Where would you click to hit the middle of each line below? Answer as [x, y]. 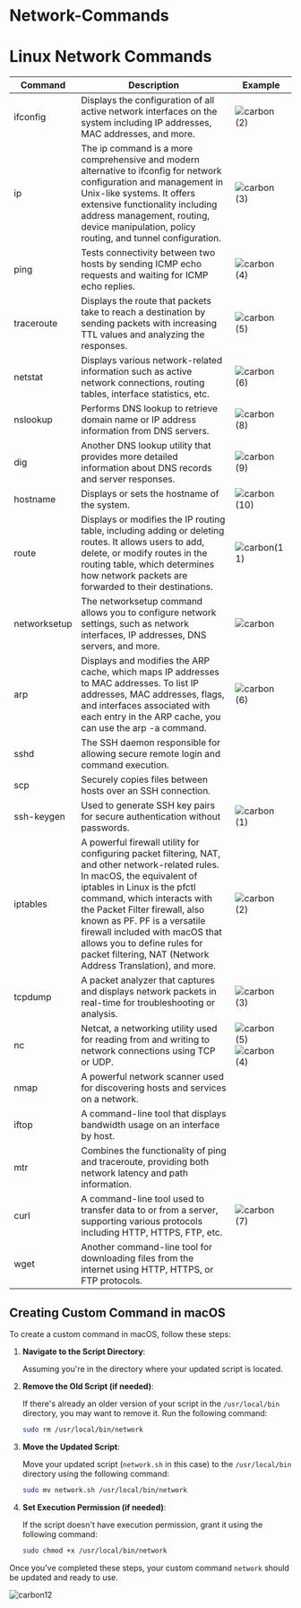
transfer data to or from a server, [149, 1210]
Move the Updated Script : [71, 1447]
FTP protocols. [112, 1281]
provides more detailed [129, 456]
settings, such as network [135, 624]
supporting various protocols [142, 1221]
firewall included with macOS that [151, 932]
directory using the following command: [96, 1473]
